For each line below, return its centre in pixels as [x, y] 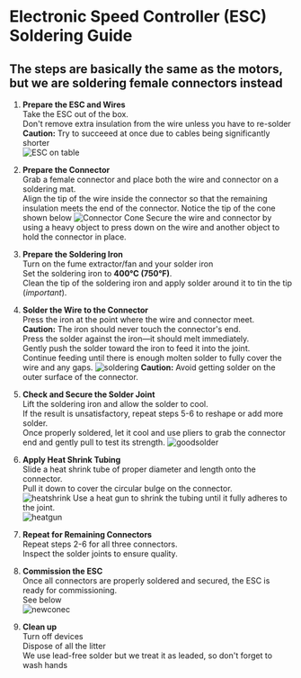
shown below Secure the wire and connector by [147, 217]
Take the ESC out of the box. [75, 114]
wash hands [45, 665]
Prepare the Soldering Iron [72, 254]
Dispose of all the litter [64, 646]
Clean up [40, 627]
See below [42, 600]
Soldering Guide [71, 36]
